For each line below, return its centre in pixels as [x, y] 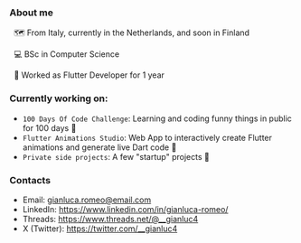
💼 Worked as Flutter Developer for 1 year [89, 75]
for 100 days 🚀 [49, 127]
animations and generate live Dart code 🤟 [99, 147]
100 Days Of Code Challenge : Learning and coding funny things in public [157, 118]
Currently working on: [59, 98]
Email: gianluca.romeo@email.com [87, 200]
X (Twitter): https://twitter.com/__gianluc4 [100, 229]
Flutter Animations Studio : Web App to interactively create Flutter [147, 137]
